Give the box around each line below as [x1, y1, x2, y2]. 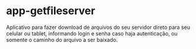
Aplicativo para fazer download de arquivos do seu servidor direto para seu [6, 24, 191, 31]
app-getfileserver [6, 4, 96, 18]
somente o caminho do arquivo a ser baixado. [6, 36, 118, 43]
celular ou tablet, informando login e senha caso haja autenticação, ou [6, 30, 178, 37]
